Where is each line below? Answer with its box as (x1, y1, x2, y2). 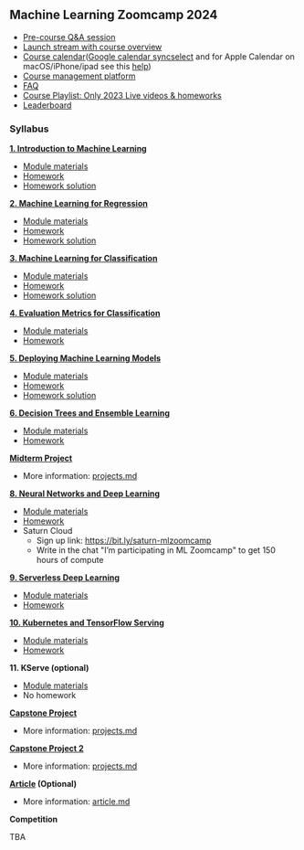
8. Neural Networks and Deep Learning (9, 488, 161, 499)
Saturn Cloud (22, 526, 73, 537)
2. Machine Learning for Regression (9, 198, 148, 209)
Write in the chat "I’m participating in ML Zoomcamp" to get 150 (36, 545, 276, 556)
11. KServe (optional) (9, 663, 89, 674)
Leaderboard (22, 100, 72, 111)
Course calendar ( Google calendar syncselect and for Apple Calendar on (22, 50, 295, 62)
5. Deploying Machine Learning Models (9, 353, 162, 364)
